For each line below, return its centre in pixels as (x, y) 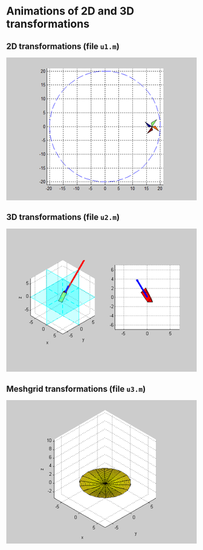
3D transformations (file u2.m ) (63, 217)
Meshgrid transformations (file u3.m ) (76, 389)
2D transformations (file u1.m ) (63, 46)
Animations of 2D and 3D (70, 11)
